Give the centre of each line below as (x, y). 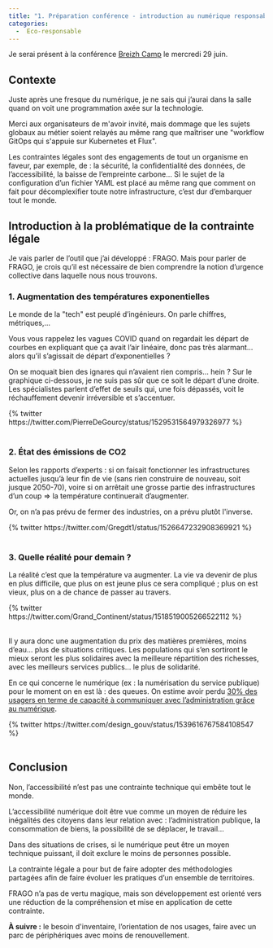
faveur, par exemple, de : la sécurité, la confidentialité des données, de (127, 166)
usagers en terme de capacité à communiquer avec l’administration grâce (132, 700)
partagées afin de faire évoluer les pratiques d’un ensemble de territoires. (132, 877)
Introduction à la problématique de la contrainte (131, 226)
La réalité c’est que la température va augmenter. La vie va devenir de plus (133, 574)
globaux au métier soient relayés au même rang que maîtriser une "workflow (136, 133)
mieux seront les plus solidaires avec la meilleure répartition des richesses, (134, 658)
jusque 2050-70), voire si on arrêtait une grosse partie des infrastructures (132, 487)
